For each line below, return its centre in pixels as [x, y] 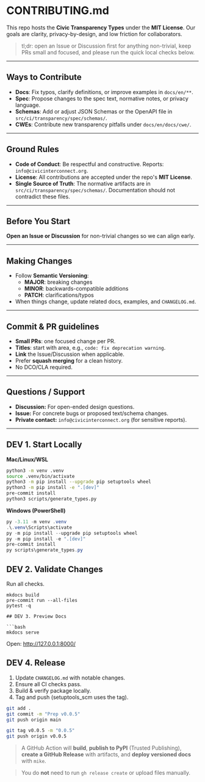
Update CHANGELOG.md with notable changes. [70, 678]
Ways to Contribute [44, 77]
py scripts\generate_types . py [45, 550]
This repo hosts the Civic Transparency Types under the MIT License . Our [101, 27]
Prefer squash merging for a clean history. [69, 360]
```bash [16, 627]
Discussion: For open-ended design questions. [75, 407]
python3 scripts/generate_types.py [52, 499]
